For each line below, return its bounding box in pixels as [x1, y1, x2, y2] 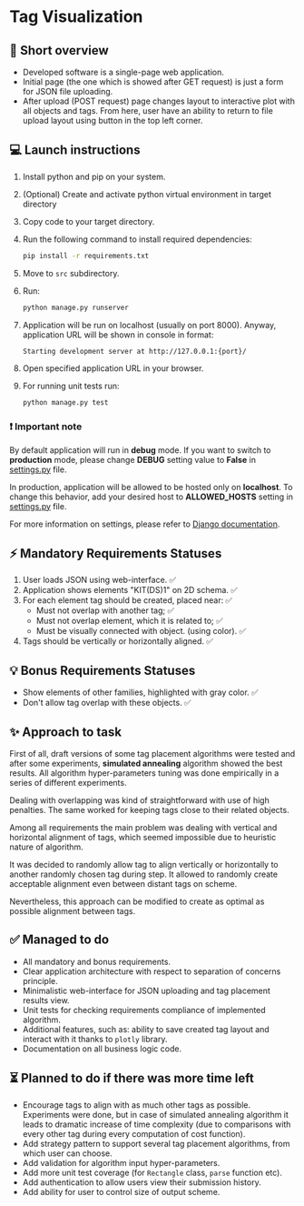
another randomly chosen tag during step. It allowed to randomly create [9, 869, 279, 879]
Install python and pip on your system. [22, 171, 166, 182]
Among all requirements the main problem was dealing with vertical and [9, 822, 278, 833]
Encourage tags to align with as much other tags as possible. [22, 1099, 251, 1111]
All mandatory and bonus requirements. [22, 956, 171, 967]
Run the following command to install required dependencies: [22, 234, 252, 245]
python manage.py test [22, 398, 109, 407]
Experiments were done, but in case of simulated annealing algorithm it [22, 1109, 289, 1120]
